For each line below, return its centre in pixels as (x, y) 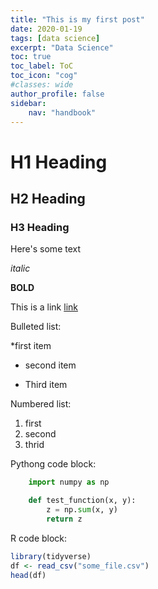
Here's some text (46, 249)
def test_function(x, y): (82, 501)
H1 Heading (59, 162)
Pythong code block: (53, 464)
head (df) (28, 575)
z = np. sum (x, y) (82, 510)
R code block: (39, 538)
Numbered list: (41, 404)
